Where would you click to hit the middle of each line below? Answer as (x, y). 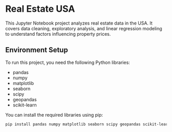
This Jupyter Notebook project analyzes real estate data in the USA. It (79, 23)
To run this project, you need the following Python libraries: (68, 62)
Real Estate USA (40, 9)
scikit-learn (25, 105)
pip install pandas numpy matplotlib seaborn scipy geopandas (73, 124)
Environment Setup (37, 50)
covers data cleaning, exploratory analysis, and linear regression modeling (84, 28)
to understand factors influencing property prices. (58, 34)
